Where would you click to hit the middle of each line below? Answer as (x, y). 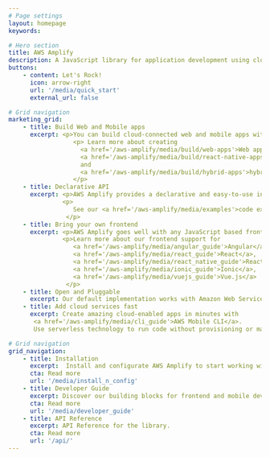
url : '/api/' (51, 441)
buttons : (23, 68)
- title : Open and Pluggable (72, 292)
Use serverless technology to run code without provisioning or (143, 329)
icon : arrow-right (60, 82)
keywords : (25, 31)
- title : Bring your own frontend (80, 224)
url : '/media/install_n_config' (84, 381)
